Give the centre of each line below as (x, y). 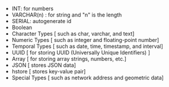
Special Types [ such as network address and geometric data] (88, 78)
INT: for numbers (33, 9)
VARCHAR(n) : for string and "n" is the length (67, 15)
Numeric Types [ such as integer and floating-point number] (85, 40)
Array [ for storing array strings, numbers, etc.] (69, 59)
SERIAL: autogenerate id (42, 21)
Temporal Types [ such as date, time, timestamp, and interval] (87, 46)
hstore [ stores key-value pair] (49, 71)
